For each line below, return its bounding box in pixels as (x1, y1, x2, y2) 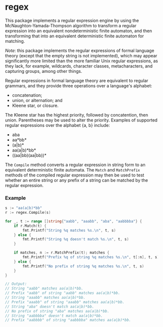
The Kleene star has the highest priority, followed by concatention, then (5, 112, 148, 118)
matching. (5, 38, 25, 44)
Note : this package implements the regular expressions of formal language (5, 48, 154, 53)
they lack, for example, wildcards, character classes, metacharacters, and (5, 63, 153, 69)
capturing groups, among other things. (5, 68, 82, 74)
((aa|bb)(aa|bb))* (12, 152, 47, 158)
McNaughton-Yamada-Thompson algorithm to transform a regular (5, 22, 137, 28)
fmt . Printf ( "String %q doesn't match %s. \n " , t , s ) (22, 237, 130, 242)
